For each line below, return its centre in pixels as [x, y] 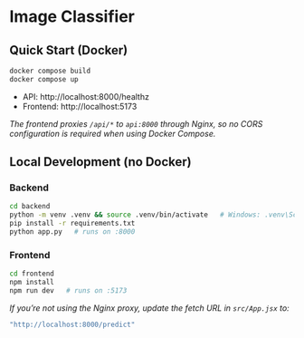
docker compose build [50, 71]
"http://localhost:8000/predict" [72, 324]
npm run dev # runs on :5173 [68, 290]
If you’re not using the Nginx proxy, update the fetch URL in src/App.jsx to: [149, 308]
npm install [32, 283]
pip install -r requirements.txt [72, 224]
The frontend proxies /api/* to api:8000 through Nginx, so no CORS [136, 123]
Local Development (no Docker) [100, 162]
